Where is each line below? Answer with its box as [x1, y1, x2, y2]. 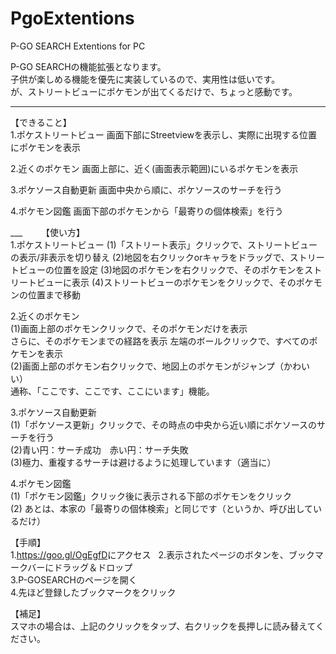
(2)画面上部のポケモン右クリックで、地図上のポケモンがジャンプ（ [10, 360, 285, 372]
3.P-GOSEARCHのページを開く [10, 573, 138, 586]
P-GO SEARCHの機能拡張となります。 [10, 60, 167, 72]
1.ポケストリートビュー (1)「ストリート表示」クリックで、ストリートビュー [10, 238, 318, 251]
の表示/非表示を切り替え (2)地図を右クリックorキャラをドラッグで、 [10, 251, 290, 263]
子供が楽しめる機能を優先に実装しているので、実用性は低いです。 [10, 73, 281, 85]
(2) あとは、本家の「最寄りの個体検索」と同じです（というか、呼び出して [10, 502, 313, 514]
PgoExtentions [10, 7, 135, 30]
